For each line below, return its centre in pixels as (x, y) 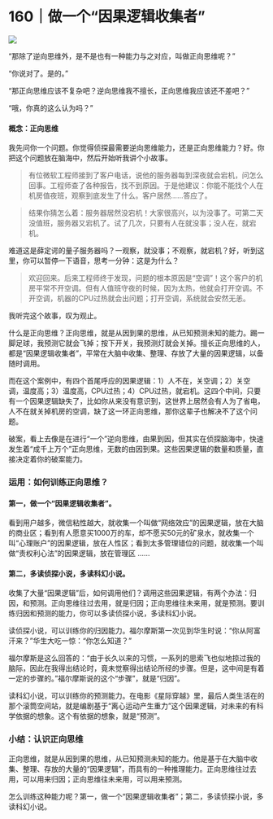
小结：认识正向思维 (46, 739)
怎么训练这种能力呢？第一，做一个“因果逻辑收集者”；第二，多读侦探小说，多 (136, 796)
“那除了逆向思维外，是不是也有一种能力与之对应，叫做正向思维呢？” (122, 56)
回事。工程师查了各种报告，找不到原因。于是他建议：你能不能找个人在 (146, 186)
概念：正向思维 (33, 128)
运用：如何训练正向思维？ (58, 483)
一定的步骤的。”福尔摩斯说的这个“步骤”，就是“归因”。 (96, 679)
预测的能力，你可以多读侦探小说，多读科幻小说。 (118, 613)
